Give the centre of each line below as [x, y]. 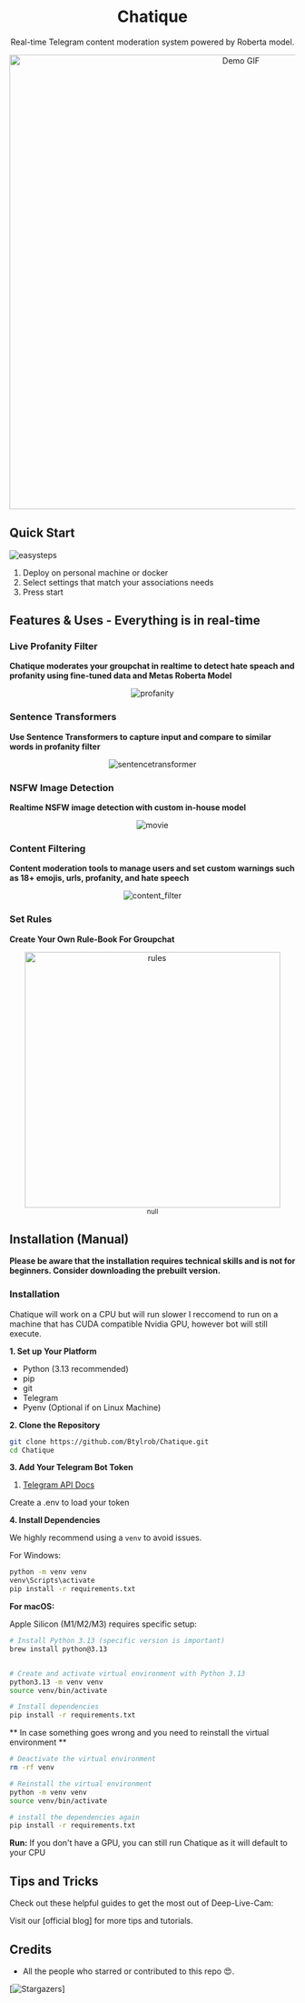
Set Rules [31, 919]
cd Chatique [32, 1450]
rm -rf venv [32, 1768]
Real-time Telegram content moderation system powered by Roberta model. [152, 42]
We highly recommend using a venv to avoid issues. [106, 1537]
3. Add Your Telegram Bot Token [71, 1467]
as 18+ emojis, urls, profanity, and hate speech [99, 878]
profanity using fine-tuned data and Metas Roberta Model [121, 676]
